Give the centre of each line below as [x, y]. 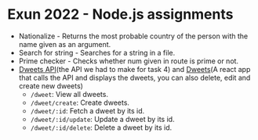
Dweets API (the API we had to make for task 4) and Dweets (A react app [134, 69]
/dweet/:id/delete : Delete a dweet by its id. [101, 127]
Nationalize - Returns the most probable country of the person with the [133, 36]
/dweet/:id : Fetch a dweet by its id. [87, 110]
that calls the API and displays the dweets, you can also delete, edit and [134, 77]
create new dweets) [51, 86]
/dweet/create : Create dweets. [80, 102]
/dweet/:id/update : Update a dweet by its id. [102, 119]
